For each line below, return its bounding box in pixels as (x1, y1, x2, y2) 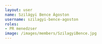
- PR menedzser (5, 26, 37, 31)
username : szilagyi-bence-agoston (5, 17, 79, 22)
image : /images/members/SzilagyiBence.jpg (5, 31, 97, 36)
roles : (5, 21, 19, 27)
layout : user (5, 7, 33, 13)
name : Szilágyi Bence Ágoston (5, 12, 70, 17)
